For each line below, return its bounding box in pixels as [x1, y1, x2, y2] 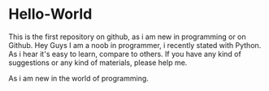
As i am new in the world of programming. [8, 73, 149, 83]
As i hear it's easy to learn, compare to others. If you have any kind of [8, 49, 241, 58]
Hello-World [8, 5, 93, 24]
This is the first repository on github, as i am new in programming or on [8, 32, 246, 41]
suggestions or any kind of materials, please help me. [8, 58, 188, 67]
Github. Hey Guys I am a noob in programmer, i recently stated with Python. [8, 40, 262, 50]
